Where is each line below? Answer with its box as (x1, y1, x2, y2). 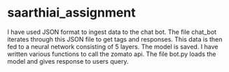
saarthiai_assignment (7, 5, 136, 21)
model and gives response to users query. (7, 57, 129, 65)
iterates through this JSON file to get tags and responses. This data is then (7, 35, 223, 43)
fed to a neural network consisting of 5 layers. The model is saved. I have (7, 42, 218, 51)
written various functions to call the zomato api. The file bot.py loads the (7, 50, 216, 58)
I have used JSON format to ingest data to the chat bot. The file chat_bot (7, 28, 217, 36)
